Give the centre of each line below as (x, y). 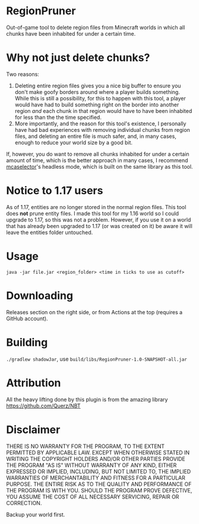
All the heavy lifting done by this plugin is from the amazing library (87, 399)
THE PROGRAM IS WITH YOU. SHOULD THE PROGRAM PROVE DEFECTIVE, (99, 490)
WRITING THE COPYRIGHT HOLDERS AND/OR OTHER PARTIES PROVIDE (96, 459)
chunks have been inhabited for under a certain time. (71, 33)
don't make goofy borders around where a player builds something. (97, 92)
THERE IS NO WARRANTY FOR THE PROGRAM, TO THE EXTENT (86, 446)
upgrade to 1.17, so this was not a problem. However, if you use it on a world (99, 220)
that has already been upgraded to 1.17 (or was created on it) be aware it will (99, 226)
